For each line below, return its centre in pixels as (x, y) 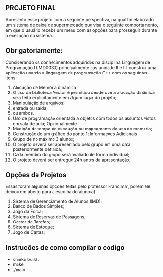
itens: (11, 78)
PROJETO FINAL (31, 8)
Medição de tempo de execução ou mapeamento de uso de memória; (82, 129)
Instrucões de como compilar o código (65, 248)
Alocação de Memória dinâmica (45, 87)
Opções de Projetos (36, 175)
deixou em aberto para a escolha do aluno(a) (51, 192)
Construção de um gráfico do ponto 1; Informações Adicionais (75, 134)
